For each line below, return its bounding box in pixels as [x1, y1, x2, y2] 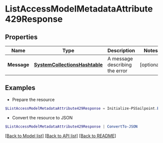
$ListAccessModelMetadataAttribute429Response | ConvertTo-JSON [5, 124, 138, 129]
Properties [5, 33, 38, 41]
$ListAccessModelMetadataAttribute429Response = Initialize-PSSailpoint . [5, 106, 158, 111]
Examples [5, 84, 35, 92]
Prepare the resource [12, 97, 55, 102]
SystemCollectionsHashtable [33, 61, 103, 68]
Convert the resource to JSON [12, 114, 73, 120]
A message [107, 56, 133, 62]
